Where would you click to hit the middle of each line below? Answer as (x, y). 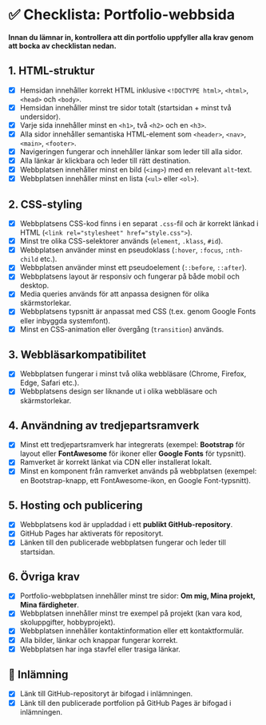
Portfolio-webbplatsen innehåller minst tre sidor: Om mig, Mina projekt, (137, 596)
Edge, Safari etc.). (50, 383)
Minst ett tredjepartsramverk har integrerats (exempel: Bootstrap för (132, 445)
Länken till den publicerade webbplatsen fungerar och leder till (123, 543)
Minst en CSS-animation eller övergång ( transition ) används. (122, 329)
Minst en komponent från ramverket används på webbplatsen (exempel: (138, 471)
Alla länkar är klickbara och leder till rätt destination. (105, 160)
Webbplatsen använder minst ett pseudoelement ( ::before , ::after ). (133, 267)
